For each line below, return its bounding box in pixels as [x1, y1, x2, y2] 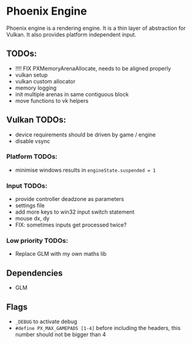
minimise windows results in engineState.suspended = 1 [15, 166, 156, 174]
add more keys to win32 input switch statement [15, 208, 135, 216]
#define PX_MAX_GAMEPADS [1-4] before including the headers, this [15, 325, 181, 332]
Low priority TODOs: [6, 236, 68, 245]
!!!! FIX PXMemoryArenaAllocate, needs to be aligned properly [15, 65, 171, 72]
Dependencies [6, 268, 63, 278]
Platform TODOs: [6, 152, 58, 161]
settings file [15, 202, 45, 209]
